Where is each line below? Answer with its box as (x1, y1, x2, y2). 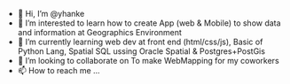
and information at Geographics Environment (17, 27, 182, 37)
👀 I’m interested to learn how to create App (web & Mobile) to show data (17, 18, 281, 28)
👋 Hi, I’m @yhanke (17, 9, 85, 19)
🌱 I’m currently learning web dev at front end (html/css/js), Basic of (17, 36, 263, 47)
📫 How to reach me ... (17, 65, 100, 75)
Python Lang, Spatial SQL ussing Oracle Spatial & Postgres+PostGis (17, 46, 266, 57)
